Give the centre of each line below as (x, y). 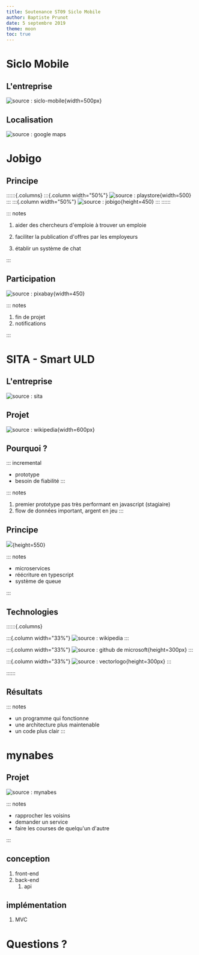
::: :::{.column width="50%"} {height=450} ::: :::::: (89, 201)
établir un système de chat (48, 248)
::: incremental (24, 463)
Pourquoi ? (27, 448)
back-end (27, 880)
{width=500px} (83, 101)
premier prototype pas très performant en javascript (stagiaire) (93, 505)
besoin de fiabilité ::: (40, 481)
